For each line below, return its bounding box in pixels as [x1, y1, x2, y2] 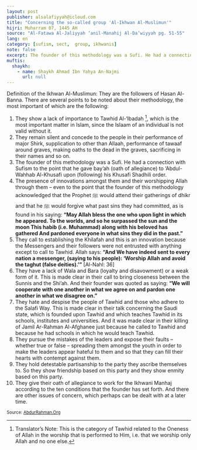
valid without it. [15, 127, 52, 134]
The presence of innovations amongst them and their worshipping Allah [15, 177, 188, 184]
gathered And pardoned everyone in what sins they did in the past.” [15, 229, 184, 236]
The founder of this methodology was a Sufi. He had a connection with [15, 158, 186, 165]
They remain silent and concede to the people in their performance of [15, 133, 184, 141]
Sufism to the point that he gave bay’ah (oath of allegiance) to [15, 165, 164, 172]
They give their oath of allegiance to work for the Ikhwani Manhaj [15, 379, 172, 386]
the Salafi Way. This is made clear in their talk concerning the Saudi [15, 304, 178, 312]
